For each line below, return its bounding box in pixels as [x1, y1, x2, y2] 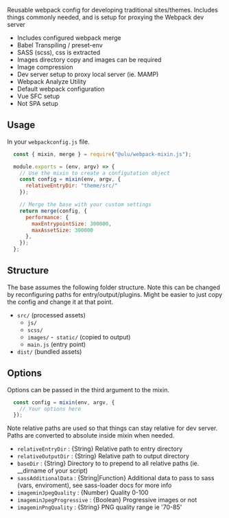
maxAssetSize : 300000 [32, 227, 94, 234]
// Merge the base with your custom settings [19, 201, 152, 208]
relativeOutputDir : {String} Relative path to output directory [16, 452, 190, 460]
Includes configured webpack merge [16, 34, 121, 42]
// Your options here [19, 405, 81, 412]
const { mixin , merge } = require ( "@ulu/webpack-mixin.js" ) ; [13, 150, 192, 157]
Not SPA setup [16, 100, 58, 107]
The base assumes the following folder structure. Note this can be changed [7, 283, 221, 291]
